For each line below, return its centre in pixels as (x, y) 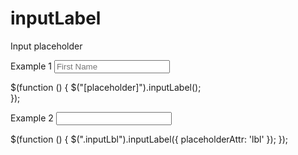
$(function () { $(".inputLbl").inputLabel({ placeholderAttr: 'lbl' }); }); (149, 139)
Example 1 (31, 66)
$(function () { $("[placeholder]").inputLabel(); (106, 87)
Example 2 (32, 118)
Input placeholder (46, 46)
